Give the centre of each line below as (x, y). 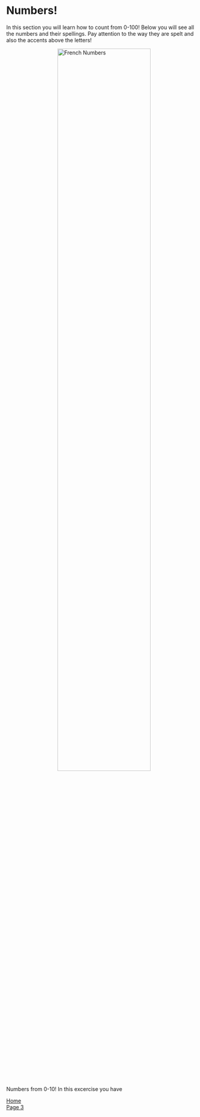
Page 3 (15, 1107)
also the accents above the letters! (49, 40)
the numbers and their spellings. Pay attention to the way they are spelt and (100, 33)
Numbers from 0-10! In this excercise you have (64, 1089)
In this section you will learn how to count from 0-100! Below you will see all (100, 27)
